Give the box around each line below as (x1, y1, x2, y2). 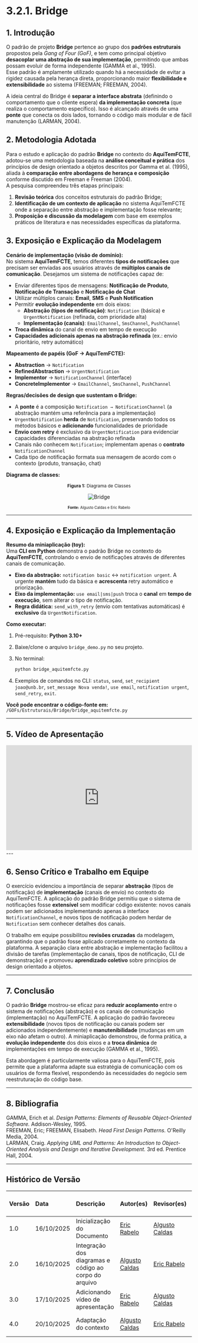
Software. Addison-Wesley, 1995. (6, 1121, 87, 1128)
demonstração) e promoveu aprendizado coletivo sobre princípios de (6, 957, 176, 964)
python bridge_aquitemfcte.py (14, 667, 90, 673)
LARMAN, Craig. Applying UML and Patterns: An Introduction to (6, 1139, 161, 1147)
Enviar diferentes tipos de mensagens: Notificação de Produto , (14, 282, 169, 289)
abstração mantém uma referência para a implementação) (14, 409, 156, 417)
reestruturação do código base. (6, 1076, 83, 1083)
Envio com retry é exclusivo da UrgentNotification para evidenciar (14, 428, 179, 435)
